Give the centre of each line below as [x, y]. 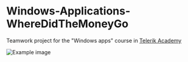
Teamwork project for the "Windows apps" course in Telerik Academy [94, 40]
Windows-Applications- [68, 11]
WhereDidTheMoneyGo [68, 24]
